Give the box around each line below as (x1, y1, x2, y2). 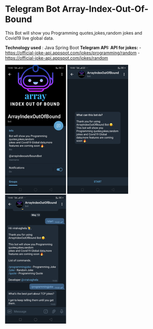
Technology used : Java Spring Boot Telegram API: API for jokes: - (5, 44, 141, 50)
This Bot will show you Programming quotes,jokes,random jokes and (5, 30, 142, 36)
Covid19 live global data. (5, 35, 55, 41)
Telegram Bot (5, 3, 60, 15)
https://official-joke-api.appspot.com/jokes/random (5, 55, 108, 61)
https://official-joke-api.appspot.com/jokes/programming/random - (5, 50, 140, 56)
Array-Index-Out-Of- (62, 3, 149, 15)
